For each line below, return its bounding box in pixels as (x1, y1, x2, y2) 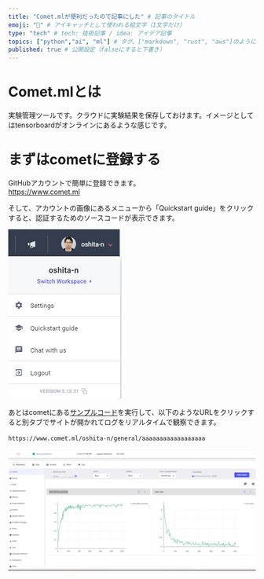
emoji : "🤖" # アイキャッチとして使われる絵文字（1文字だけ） (8, 20, 186, 29)
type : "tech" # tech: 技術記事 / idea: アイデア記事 (8, 29, 173, 37)
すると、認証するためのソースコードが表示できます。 (8, 213, 179, 222)
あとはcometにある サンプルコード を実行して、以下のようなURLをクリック (8, 408, 247, 416)
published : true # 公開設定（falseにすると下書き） (8, 46, 166, 54)
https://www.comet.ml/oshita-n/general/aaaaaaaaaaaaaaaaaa (8, 434, 206, 442)
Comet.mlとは (8, 83, 101, 101)
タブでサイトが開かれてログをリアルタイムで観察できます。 (28, 417, 221, 427)
